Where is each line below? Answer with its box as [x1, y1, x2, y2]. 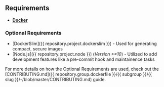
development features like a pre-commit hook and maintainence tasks [12, 56, 155, 62]
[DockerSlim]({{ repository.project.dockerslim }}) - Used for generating [12, 41, 157, 46]
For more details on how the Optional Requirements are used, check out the [5, 66, 159, 72]
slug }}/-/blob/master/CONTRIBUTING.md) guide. [5, 77, 106, 83]
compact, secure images [12, 46, 63, 52]
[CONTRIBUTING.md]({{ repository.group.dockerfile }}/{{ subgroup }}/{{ [5, 71, 152, 77]
